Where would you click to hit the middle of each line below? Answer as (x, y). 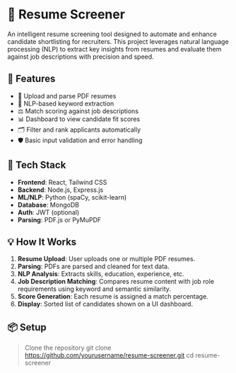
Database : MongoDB (48, 205)
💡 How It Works (42, 242)
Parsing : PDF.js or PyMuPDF (59, 219)
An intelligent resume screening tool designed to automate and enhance (112, 34)
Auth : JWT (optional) (48, 212)
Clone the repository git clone (68, 348)
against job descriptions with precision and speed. (81, 57)
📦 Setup (27, 327)
